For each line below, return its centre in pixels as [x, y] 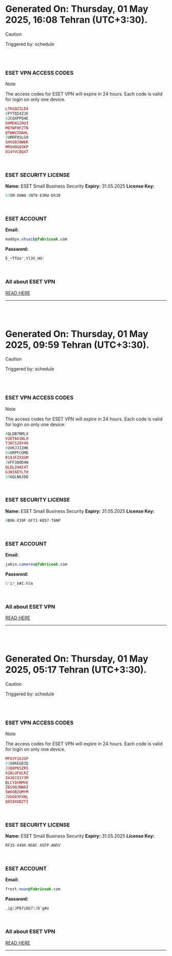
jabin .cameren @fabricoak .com [36, 564]
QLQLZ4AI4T [17, 467]
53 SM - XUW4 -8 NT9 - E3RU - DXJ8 [33, 196]
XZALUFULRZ [17, 773]
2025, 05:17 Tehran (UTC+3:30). [76, 670]
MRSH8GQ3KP [17, 147]
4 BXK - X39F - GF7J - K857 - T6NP [33, 520]
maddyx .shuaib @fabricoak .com [36, 240]
